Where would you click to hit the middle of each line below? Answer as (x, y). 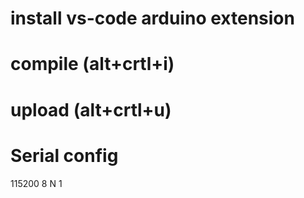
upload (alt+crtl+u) (91, 109)
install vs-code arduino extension (152, 18)
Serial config (64, 155)
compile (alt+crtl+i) (92, 64)
